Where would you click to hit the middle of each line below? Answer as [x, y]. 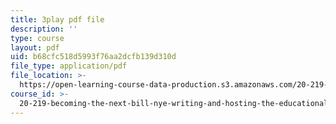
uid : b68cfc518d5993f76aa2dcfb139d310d [93, 57]
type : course [37, 38]
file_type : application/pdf [69, 66]
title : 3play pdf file [57, 19]
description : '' [44, 29]
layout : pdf [35, 47]
